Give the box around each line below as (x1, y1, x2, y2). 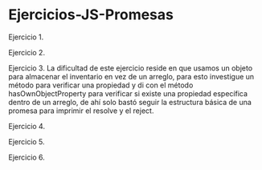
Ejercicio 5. (8, 136, 46, 146)
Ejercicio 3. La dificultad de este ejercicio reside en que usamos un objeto (8, 63, 253, 73)
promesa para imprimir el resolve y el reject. (8, 106, 154, 115)
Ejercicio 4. (8, 121, 46, 131)
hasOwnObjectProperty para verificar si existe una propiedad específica (8, 88, 248, 98)
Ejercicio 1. (8, 32, 44, 42)
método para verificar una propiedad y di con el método (8, 80, 194, 90)
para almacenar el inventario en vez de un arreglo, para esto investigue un (8, 71, 255, 81)
